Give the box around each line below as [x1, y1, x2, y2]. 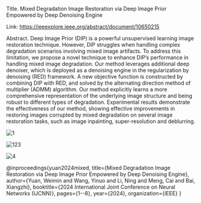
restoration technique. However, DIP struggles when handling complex [6, 41, 181, 48]
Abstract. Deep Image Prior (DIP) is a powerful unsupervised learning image [6, 35, 194, 41]
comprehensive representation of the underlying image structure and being [6, 92, 193, 99]
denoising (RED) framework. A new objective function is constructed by [6, 73, 184, 80]
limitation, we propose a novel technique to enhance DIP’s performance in [6, 54, 189, 61]
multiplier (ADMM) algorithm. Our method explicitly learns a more [6, 86, 167, 92]
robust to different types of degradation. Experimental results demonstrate [6, 98, 191, 106]
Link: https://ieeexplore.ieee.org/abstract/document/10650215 [6, 23, 160, 30]
